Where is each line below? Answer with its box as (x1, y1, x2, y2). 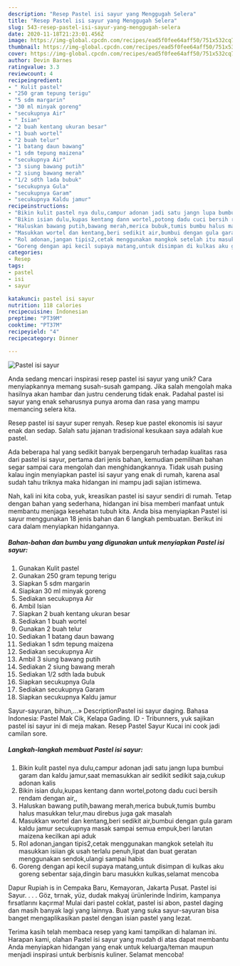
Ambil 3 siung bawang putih (18, 654, 101, 663)
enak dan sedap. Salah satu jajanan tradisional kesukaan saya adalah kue (8, 426, 223, 435)
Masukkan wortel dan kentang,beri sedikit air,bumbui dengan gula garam (18, 816, 233, 825)
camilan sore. (8, 729, 48, 738)
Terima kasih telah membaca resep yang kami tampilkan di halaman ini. (8, 928, 217, 936)
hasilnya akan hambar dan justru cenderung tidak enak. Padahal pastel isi (8, 389, 224, 398)
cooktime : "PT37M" (8, 322, 63, 329)
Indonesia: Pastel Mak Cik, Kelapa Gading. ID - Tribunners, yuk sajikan (8, 714, 214, 722)
